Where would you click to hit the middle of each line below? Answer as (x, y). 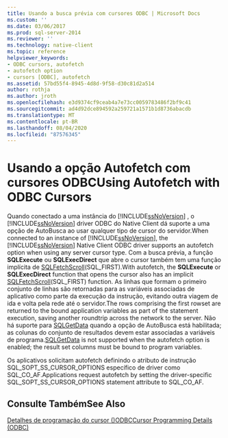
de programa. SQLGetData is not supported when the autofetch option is (109, 340)
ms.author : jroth (32, 96)
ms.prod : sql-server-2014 (44, 33)
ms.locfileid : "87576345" (44, 134)
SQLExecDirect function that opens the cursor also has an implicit (100, 274)
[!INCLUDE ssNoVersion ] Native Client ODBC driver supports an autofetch (111, 245)
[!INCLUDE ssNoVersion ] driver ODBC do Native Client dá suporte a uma (109, 224)
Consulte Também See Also (66, 403)
